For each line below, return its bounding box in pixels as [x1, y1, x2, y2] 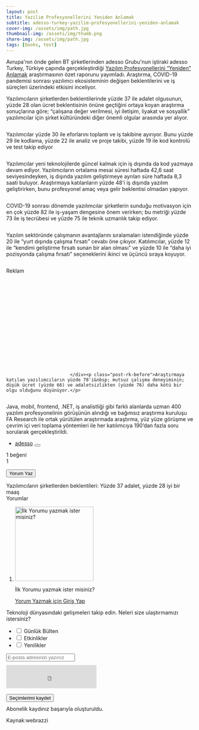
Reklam [6, 267, 25, 274]
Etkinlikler [23, 634, 48, 641]
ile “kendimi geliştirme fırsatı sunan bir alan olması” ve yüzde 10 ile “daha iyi [6, 244, 191, 251]
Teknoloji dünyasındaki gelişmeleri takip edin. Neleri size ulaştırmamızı [6, 609, 178, 616]
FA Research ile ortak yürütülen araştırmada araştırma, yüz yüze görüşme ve [6, 415, 194, 422]
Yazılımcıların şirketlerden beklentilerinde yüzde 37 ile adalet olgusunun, [6, 95, 183, 102]
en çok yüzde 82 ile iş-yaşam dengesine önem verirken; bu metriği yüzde [6, 208, 186, 215]
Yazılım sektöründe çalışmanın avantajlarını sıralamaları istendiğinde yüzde [6, 231, 189, 239]
